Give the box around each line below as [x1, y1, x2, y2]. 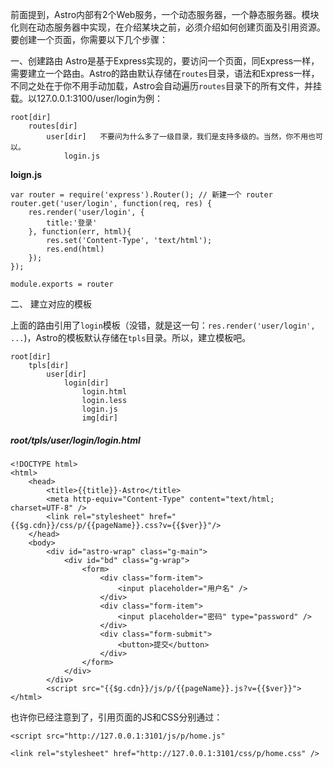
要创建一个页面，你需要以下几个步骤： [10, 34, 168, 45]
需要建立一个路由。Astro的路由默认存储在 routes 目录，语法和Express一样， [10, 68, 320, 79]
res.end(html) [46, 244, 105, 254]
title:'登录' [46, 218, 98, 228]
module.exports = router [10, 279, 114, 289]
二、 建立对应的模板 [10, 298, 92, 310]
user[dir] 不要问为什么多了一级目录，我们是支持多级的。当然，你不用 [46, 132, 309, 142]
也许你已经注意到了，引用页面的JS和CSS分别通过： [10, 711, 223, 723]
